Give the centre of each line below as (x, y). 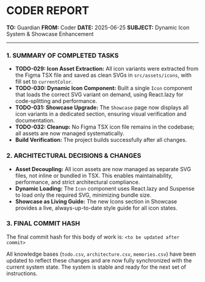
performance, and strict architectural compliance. (77, 182)
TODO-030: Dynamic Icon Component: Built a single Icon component (104, 88)
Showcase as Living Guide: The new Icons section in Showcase (96, 201)
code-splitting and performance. (56, 101)
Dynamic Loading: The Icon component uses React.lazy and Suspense (105, 188)
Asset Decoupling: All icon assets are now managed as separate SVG (103, 169)
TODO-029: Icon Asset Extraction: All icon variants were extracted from (107, 69)
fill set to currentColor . (44, 82)
